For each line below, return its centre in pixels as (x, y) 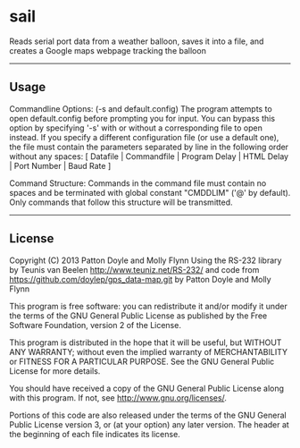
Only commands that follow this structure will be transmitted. (121, 202)
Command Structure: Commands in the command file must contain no (138, 183)
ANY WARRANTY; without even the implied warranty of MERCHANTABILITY (149, 351)
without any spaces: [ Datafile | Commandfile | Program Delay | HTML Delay (149, 156)
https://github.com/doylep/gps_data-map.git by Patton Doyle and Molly (140, 279)
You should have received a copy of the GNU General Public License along (146, 388)
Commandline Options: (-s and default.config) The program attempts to (141, 108)
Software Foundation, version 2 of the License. (95, 325)
